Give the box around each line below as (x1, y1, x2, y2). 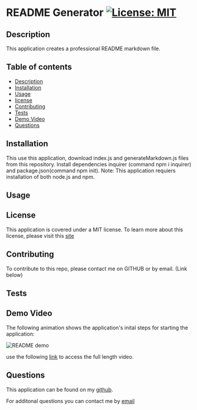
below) (6, 271, 23, 278)
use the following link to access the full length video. (6, 353, 134, 360)
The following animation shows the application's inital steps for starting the (6, 324, 189, 331)
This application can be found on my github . (6, 386, 113, 393)
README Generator (6, 6, 104, 19)
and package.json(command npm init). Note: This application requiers (6, 167, 176, 174)
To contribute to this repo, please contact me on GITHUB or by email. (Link (6, 265, 188, 272)
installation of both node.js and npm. (6, 173, 95, 180)
